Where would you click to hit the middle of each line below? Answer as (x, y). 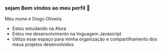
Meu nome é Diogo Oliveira (33, 19)
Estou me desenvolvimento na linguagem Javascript (67, 34)
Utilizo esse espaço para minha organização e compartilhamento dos (85, 39)
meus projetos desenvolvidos (43, 44)
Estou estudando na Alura (39, 28)
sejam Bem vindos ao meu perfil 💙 (47, 8)
